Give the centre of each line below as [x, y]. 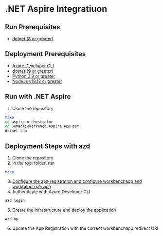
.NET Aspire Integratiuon [56, 9]
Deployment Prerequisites [45, 54]
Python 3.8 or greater [34, 76]
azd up [12, 219]
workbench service [31, 186]
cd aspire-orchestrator [29, 122]
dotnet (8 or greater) [33, 39]
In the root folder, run [33, 163]
